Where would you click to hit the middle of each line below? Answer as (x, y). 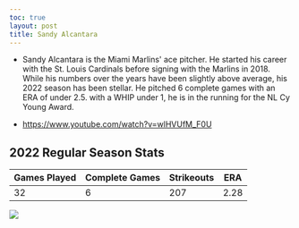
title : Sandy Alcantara (54, 34)
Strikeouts (192, 178)
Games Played (45, 178)
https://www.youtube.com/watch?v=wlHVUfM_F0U (117, 124)
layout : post (34, 26)
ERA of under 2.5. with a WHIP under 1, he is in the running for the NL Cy (156, 97)
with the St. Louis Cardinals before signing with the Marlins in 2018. (146, 69)
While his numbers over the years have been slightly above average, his (155, 79)
